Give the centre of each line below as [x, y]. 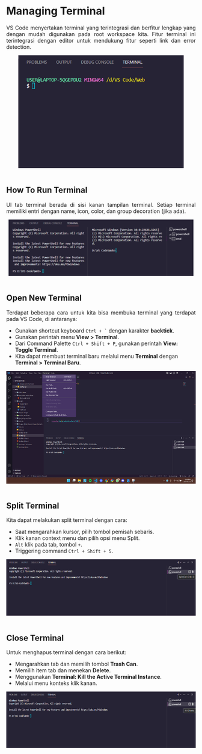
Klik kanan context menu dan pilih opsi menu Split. [77, 538]
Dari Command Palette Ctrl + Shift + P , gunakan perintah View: [96, 343]
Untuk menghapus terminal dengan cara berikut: [66, 652]
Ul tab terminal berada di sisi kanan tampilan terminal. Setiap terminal [101, 204]
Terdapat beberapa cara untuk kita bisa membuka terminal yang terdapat [101, 312]
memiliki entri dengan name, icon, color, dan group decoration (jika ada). [96, 211]
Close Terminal [35, 638]
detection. [19, 47]
